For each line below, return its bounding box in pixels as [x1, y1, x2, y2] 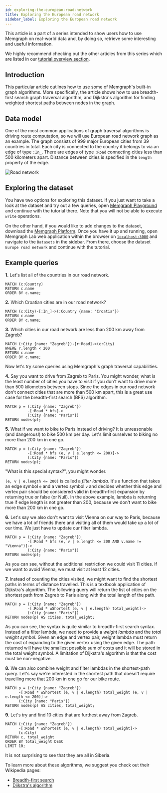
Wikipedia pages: [5, 767, 41, 773]
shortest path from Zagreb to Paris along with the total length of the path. [5, 592, 156, 598]
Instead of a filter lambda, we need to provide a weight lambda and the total [5, 629, 161, 635]
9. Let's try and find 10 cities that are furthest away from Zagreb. [5, 712, 138, 718]
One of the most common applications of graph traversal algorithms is [5, 128, 149, 133]
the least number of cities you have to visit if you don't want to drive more [5, 378, 157, 384]
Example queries [5, 258, 59, 267]
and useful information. [5, 41, 53, 47]
